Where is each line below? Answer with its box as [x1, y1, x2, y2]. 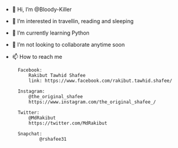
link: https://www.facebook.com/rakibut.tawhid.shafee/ [28, 78, 173, 84]
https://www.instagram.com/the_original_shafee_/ [28, 99, 156, 105]
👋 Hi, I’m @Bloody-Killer [12, 6, 72, 13]
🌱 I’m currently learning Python [12, 29, 90, 36]
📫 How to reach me [12, 53, 62, 60]
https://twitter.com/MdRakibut [28, 120, 108, 126]
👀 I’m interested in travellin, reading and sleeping [12, 18, 134, 24]
